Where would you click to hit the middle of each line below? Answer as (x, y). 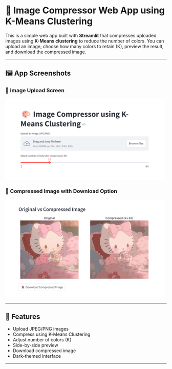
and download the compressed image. (46, 52)
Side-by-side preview (35, 345)
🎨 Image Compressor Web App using (85, 10)
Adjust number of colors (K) (42, 340)
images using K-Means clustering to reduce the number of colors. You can (85, 41)
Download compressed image (44, 351)
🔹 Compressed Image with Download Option (61, 191)
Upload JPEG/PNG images (41, 329)
